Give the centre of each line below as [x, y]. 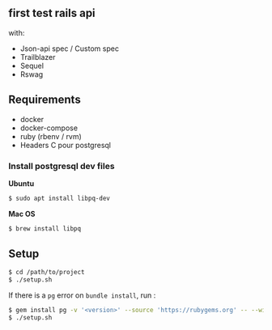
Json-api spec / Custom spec [70, 49]
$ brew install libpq [45, 228]
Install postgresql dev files [62, 166]
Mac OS [22, 214]
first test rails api [52, 13]
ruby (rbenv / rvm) [51, 136]
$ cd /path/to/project [47, 273]
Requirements [45, 100]
